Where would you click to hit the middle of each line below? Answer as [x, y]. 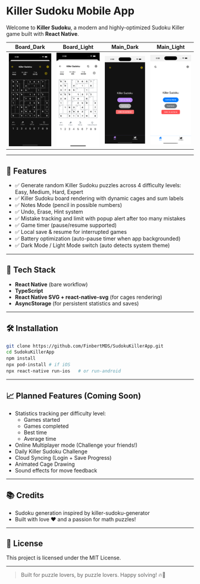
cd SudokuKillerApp [30, 352]
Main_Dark [125, 47]
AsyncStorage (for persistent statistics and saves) [77, 303]
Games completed [46, 426]
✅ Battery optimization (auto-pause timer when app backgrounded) [98, 238]
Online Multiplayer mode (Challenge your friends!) [76, 445]
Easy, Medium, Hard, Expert [49, 191]
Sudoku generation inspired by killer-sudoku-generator [82, 513]
